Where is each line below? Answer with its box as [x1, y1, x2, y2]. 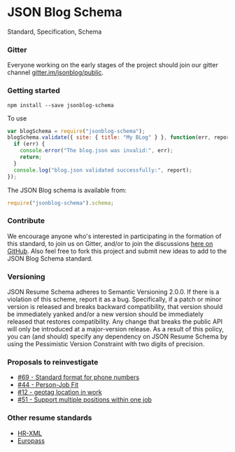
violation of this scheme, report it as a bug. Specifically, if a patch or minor [7, 295, 222, 303]
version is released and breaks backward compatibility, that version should [7, 303, 223, 310]
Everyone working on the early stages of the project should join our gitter [7, 61, 218, 69]
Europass [17, 436, 45, 445]
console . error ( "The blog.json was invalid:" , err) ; [20, 147, 173, 154]
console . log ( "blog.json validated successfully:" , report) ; [13, 166, 192, 174]
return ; [20, 153, 42, 161]
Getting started [7, 85, 61, 95]
